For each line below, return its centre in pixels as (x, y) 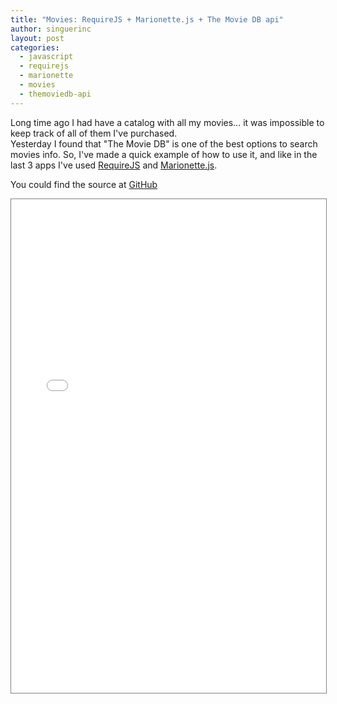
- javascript (46, 57)
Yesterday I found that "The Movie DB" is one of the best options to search (164, 143)
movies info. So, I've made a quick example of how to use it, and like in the (164, 154)
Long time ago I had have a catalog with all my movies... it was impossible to (167, 122)
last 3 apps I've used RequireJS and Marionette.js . (114, 165)
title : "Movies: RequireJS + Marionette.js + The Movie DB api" (147, 19)
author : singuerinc (51, 29)
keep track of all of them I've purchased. (94, 133)
